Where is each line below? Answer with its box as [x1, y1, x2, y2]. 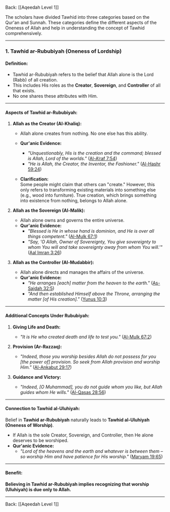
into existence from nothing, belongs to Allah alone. [20, 198, 127, 204]
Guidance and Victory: [12, 374, 62, 380]
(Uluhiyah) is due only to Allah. [5, 486, 71, 492]
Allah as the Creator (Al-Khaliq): [12, 121, 82, 127]
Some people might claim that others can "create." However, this [20, 181, 155, 188]
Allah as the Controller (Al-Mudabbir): [12, 260, 95, 266]
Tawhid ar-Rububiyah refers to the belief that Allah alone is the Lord [12, 71, 154, 78]
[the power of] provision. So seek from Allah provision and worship [20, 358, 160, 364]
